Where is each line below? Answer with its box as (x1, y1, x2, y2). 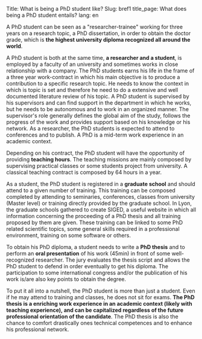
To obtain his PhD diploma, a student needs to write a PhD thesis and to (6, 244, 185, 250)
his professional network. (6, 326, 69, 333)
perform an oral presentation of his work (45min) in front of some (6, 250, 171, 257)
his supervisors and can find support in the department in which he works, (6, 99, 192, 106)
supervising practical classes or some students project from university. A (6, 163, 188, 169)
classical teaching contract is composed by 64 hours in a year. (6, 169, 162, 176)
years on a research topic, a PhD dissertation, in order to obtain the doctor (6, 30, 191, 37)
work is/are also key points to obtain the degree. (6, 276, 127, 283)
